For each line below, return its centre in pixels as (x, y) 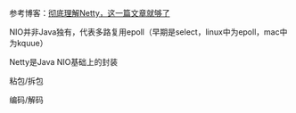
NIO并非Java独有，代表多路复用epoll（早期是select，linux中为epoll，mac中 (148, 32)
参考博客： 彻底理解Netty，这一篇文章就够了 (90, 13)
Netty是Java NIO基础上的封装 (64, 62)
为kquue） (29, 43)
